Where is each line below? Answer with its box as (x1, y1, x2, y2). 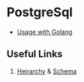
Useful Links (6, 48, 63, 60)
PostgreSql (6, 4, 73, 20)
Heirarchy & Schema (16, 66, 77, 75)
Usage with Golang (16, 28, 73, 36)
